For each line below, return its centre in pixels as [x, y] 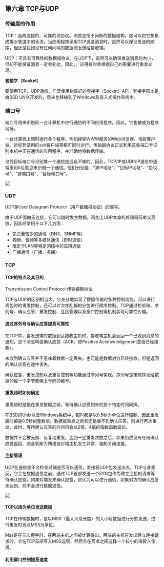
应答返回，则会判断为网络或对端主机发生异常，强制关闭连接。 [67, 444]
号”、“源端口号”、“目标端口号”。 [38, 173]
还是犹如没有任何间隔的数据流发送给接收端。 [63, 47]
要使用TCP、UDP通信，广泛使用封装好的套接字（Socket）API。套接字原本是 [82, 91]
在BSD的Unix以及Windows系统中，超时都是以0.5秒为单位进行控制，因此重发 [82, 415]
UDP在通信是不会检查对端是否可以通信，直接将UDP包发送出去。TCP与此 [78, 467]
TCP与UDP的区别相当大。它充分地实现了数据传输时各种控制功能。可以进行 [80, 300]
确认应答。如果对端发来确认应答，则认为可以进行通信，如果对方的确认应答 [84, 480]
